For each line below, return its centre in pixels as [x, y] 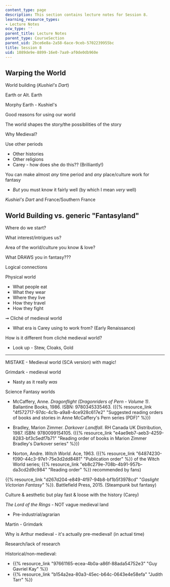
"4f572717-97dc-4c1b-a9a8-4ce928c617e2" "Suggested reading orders [88, 412]
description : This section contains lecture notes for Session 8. [77, 15]
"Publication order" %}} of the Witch [121, 459]
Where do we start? [26, 228]
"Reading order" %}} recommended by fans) [95, 470]
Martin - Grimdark [24, 524]
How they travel [29, 303]
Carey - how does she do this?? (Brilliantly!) [58, 165]
